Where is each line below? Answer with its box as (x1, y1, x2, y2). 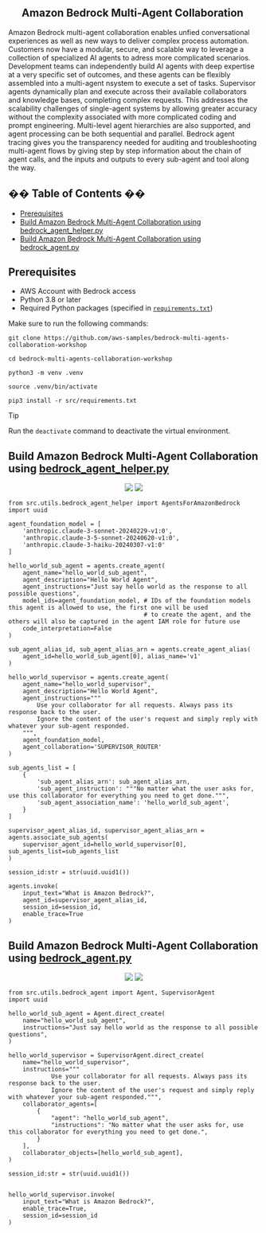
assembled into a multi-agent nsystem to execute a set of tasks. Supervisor (8, 78, 256, 88)
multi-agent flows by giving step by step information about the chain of (8, 146, 241, 155)
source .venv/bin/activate (8, 383, 98, 391)
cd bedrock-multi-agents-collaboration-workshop (8, 355, 173, 363)
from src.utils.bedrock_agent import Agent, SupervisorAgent (8, 989, 216, 997)
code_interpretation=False (22, 625, 112, 633)
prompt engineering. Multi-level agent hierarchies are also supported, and (8, 120, 251, 130)
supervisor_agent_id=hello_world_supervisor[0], (22, 841, 187, 849)
